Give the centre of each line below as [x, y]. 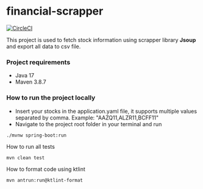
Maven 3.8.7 [31, 82]
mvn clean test [26, 158]
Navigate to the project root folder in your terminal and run [88, 124]
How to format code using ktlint [46, 169]
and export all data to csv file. [44, 46]
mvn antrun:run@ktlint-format [45, 180]
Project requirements [38, 62]
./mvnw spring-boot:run [37, 135]
